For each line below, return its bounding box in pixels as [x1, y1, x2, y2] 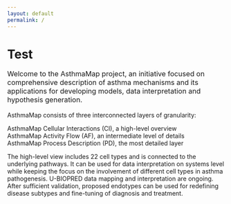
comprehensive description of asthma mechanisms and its [7, 77, 198, 87]
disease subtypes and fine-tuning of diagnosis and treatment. [7, 189, 183, 197]
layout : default [7, 10, 54, 17]
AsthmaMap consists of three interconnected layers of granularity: [7, 111, 196, 119]
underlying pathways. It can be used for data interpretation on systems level [7, 160, 225, 168]
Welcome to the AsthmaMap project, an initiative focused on [7, 69, 205, 79]
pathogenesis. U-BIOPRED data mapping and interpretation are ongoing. [7, 174, 214, 183]
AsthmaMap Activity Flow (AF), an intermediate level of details [7, 131, 185, 140]
